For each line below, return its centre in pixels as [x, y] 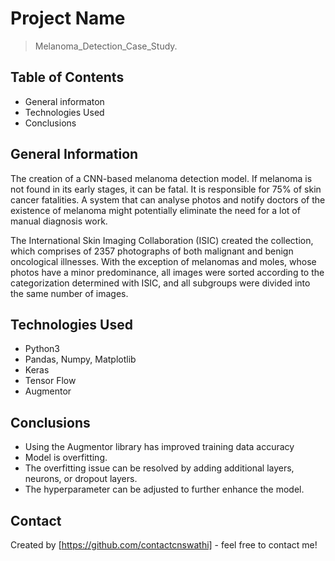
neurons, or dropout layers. [81, 479]
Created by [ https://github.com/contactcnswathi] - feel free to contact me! [164, 545]
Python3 [42, 349]
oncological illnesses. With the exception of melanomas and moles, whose [163, 261]
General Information [74, 154]
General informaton [64, 101]
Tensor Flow [50, 381]
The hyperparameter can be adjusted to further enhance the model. [164, 489]
